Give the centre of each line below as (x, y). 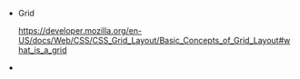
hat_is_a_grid (42, 50)
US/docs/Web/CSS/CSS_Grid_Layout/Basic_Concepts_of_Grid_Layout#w (154, 40)
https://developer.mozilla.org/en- (80, 30)
